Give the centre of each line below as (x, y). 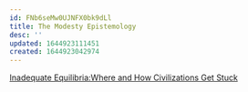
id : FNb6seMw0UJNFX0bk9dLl (61, 18)
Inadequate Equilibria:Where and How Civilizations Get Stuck (124, 77)
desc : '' (26, 35)
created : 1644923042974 (55, 52)
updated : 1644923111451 (55, 43)
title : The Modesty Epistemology (73, 26)
